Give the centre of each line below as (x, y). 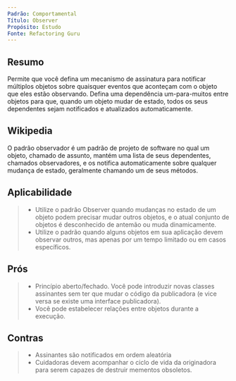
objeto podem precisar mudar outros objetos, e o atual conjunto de (132, 217)
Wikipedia (30, 131)
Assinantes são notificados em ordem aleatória (103, 355)
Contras (25, 338)
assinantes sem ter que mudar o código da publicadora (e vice (126, 294)
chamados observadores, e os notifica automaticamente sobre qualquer (112, 163)
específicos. (53, 246)
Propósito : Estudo (34, 27)
